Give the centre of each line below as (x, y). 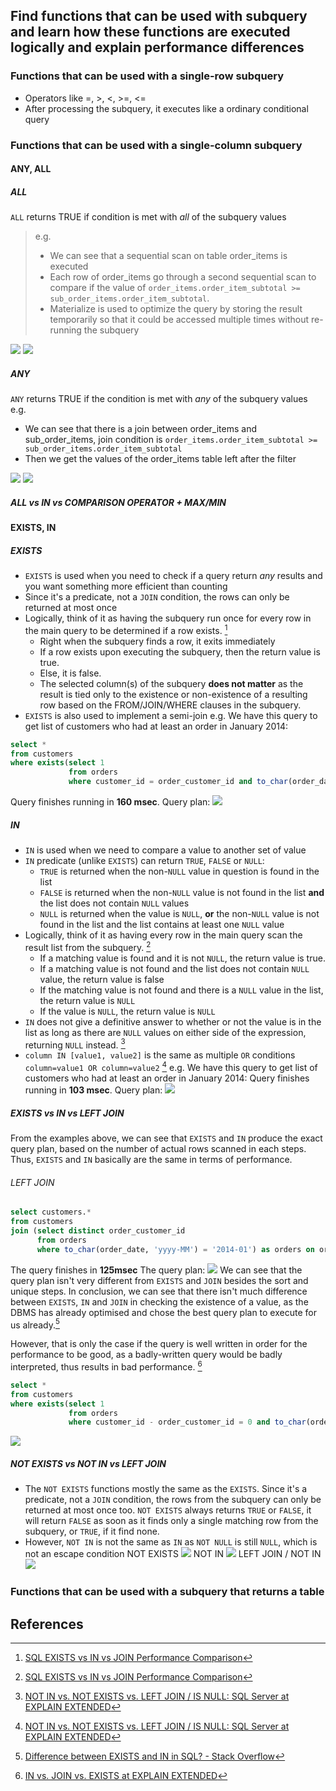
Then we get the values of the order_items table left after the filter (160, 459)
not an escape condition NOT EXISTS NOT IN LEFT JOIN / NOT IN (173, 1554)
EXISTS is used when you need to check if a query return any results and (173, 576)
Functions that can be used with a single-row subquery (147, 76)
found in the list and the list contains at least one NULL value (162, 925)
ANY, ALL (31, 169)
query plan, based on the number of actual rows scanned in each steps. (158, 1149)
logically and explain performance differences (157, 47)
